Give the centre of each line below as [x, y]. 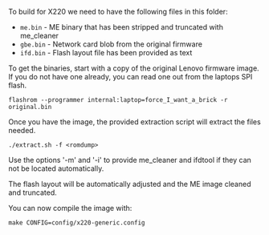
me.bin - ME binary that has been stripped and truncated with [121, 27]
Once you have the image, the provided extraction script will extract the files [134, 122]
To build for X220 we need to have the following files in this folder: [118, 12]
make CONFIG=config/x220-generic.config [77, 223]
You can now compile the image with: [70, 208]
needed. [22, 130]
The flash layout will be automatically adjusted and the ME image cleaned [130, 184]
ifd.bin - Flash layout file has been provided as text [106, 53]
